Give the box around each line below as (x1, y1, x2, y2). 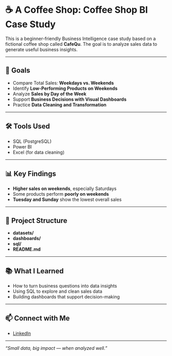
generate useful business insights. (5, 46, 78, 52)
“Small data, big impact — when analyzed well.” (5, 345, 107, 351)
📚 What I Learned (5, 267, 64, 275)
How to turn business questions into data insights (12, 283, 117, 289)
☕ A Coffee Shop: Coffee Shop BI (5, 4, 148, 16)
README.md (12, 246, 41, 252)
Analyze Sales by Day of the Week (12, 90, 87, 97)
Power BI (12, 143, 32, 149)
